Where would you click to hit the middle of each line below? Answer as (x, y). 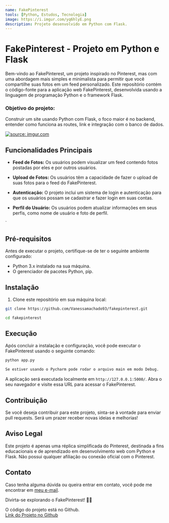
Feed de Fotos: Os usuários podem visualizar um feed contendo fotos (85, 163)
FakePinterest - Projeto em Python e (82, 49)
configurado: (19, 256)
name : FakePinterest (27, 10)
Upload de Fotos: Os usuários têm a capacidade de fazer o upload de (85, 178)
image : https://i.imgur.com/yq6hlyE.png (48, 19)
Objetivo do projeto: (30, 108)
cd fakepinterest (23, 318)
